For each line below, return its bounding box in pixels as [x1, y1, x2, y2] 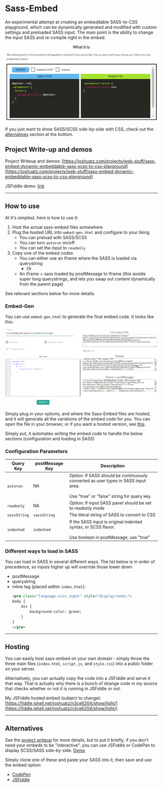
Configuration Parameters [5, 448, 68, 454]
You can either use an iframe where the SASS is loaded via [19, 255, 137, 261]
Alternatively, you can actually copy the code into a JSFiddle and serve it [5, 675, 150, 681]
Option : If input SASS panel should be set [69, 500, 152, 506]
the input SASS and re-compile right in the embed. [5, 35, 106, 40]
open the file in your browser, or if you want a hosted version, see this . [5, 421, 146, 427]
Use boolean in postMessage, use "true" [69, 534, 150, 540]
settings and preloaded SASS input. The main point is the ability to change [5, 29, 154, 35]
